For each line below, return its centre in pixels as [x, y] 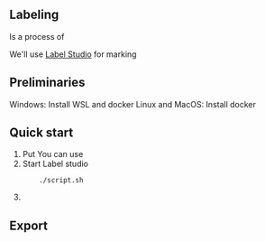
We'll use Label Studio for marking [73, 54]
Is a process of [37, 36]
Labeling [34, 15]
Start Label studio [55, 164]
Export [28, 225]
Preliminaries [47, 83]
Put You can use [53, 154]
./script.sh [61, 181]
